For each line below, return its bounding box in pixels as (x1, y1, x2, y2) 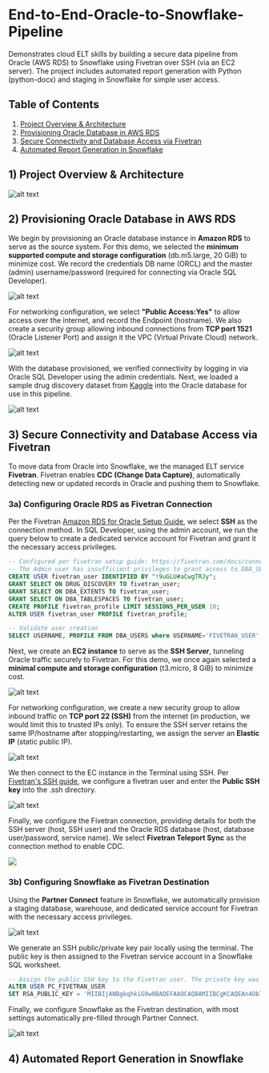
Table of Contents (8, 98, 100, 111)
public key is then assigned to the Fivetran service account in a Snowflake (8, 951, 253, 961)
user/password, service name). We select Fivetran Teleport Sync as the (8, 833, 247, 842)
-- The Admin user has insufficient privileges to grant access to (8, 565, 239, 573)
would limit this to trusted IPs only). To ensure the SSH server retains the (8, 720, 248, 729)
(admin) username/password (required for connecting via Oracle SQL (8, 267, 238, 277)
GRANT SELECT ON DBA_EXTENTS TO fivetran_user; (8, 587, 171, 596)
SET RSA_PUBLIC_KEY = (8, 991, 81, 999)
